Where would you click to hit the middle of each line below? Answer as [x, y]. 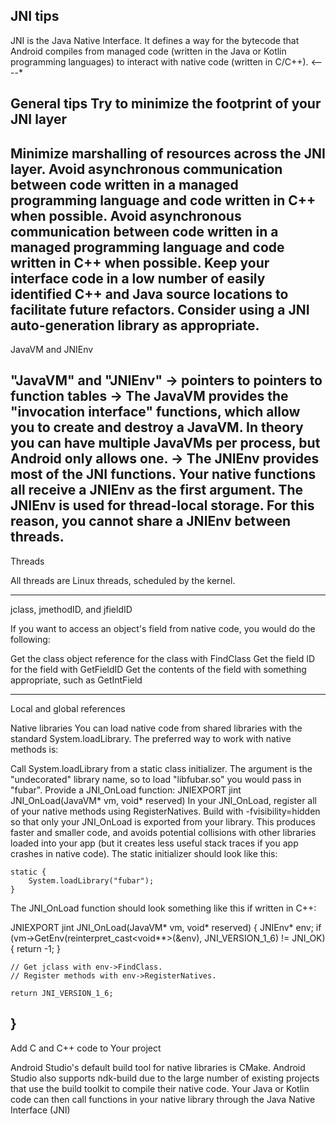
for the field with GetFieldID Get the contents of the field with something [158, 669]
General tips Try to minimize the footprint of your [166, 104]
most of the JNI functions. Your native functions [163, 474]
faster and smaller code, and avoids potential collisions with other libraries [163, 832]
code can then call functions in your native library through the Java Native [163, 1099]
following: [30, 639]
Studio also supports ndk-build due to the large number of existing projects [165, 1078]
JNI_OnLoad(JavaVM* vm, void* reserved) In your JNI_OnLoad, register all [163, 800]
